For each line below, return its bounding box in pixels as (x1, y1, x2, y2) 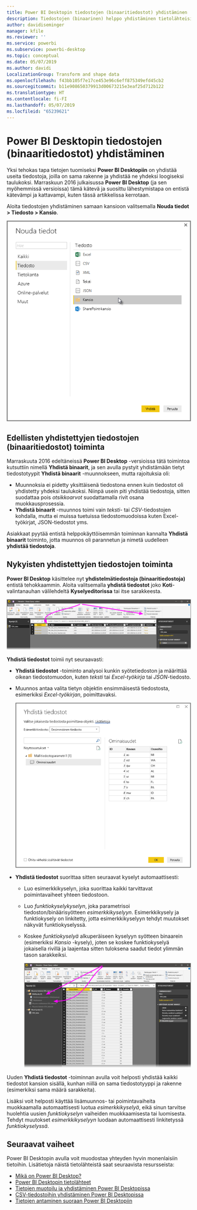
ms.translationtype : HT (6, 90, 65, 96)
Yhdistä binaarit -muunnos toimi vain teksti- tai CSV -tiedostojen (15, 506, 171, 513)
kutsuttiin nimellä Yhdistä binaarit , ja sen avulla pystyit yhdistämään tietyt (6, 464, 185, 471)
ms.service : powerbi (6, 40, 57, 46)
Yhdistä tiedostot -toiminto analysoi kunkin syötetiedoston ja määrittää (15, 667, 187, 674)
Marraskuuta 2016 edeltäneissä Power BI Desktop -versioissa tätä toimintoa (6, 457, 190, 465)
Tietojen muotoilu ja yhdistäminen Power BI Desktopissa (15, 1185, 151, 1192)
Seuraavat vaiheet (6, 1140, 75, 1150)
